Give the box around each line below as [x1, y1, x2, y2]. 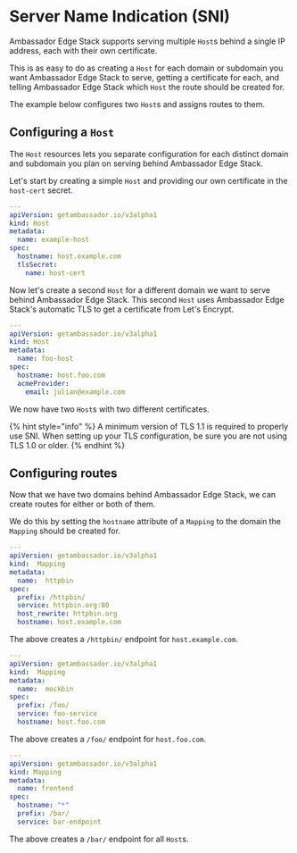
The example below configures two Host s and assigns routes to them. [9, 98, 266, 109]
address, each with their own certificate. [9, 45, 158, 55]
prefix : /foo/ [17, 701, 70, 710]
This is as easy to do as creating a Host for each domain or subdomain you [9, 63, 284, 73]
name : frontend [17, 784, 74, 793]
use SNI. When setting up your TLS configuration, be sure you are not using [9, 431, 288, 441]
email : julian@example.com [25, 387, 126, 397]
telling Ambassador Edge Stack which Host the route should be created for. [9, 81, 285, 92]
